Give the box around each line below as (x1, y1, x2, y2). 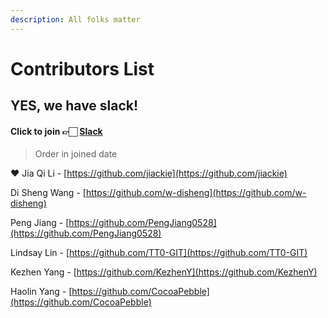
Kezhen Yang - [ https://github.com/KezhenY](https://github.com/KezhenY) (10, 266, 318, 278)
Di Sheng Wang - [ (10, 187, 87, 199)
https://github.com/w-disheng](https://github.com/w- (85, 187, 307, 199)
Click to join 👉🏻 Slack (10, 125, 103, 137)
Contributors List (10, 57, 155, 80)
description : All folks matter (10, 14, 141, 25)
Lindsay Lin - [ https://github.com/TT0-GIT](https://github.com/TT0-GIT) (10, 247, 308, 259)
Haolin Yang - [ (10, 286, 73, 298)
